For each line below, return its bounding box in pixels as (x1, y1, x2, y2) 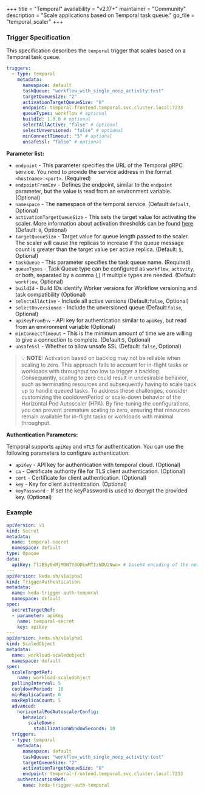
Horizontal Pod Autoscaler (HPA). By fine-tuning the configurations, (21, 399, 191, 407)
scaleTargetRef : (12, 669, 53, 675)
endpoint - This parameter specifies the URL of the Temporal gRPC (15, 161, 183, 169)
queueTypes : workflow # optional (22, 111, 107, 117)
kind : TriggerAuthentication (6, 579, 80, 585)
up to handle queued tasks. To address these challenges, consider (21, 387, 188, 394)
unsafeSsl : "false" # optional (22, 139, 102, 145)
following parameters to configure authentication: (6, 449, 131, 457)
